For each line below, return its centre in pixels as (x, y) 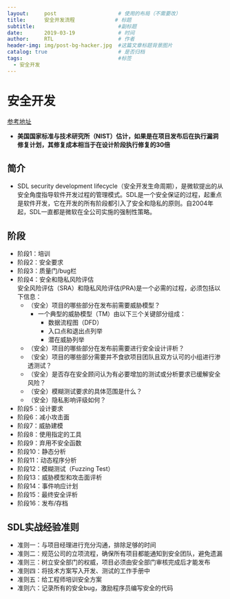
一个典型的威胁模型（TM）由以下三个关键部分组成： (112, 314)
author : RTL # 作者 (71, 39)
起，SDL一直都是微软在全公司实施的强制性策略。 (86, 212)
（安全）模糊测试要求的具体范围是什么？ (85, 391)
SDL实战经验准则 (43, 527)
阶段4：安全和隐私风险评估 (55, 280)
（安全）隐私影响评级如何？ (67, 400)
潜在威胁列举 (66, 340)
